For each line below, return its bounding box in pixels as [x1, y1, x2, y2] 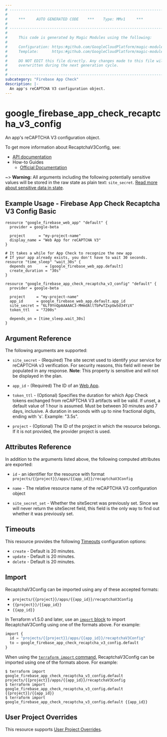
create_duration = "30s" [9, 268, 61, 273]
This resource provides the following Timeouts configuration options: [5, 538, 147, 544]
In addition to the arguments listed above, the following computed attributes [5, 456, 161, 462]
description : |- [5, 81, 39, 86]
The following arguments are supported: [5, 348, 88, 354]
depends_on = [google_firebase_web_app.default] [9, 264, 123, 269]
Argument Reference [5, 334, 72, 343]
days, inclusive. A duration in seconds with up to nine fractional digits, [12, 408, 156, 414]
